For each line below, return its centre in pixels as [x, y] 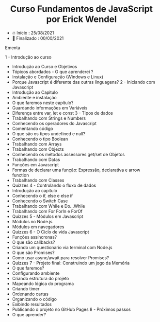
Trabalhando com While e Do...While [48, 206]
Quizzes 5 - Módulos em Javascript [48, 216]
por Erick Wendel [81, 19]
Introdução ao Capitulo [35, 92]
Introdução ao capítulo [34, 190]
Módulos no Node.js [32, 221]
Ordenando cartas [30, 294]
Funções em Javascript [35, 164]
